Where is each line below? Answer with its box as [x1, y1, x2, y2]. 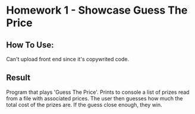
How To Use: [6, 40, 54, 50]
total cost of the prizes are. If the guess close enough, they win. [6, 101, 162, 108]
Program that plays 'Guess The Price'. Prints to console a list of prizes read [6, 88, 190, 96]
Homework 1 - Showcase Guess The [6, 4, 188, 17]
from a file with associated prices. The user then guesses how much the [6, 94, 183, 102]
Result [6, 72, 31, 83]
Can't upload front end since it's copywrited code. [6, 56, 130, 62]
